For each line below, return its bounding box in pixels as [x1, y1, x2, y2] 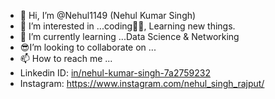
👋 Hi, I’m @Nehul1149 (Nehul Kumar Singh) [19, 10, 197, 21]
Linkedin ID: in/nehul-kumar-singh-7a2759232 [19, 67, 211, 79]
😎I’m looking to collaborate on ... [19, 41, 157, 53]
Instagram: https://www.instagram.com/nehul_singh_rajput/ [19, 78, 265, 89]
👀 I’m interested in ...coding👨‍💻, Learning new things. [19, 20, 236, 32]
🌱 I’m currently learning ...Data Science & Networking [19, 31, 240, 42]
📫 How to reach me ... [19, 53, 113, 64]
